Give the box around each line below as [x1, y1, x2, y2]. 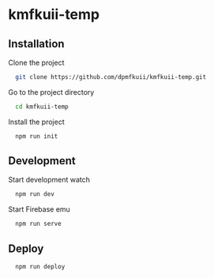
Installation [8, 37, 65, 51]
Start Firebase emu [8, 205, 71, 214]
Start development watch [8, 175, 91, 185]
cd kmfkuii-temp [15, 103, 69, 111]
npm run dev [15, 190, 55, 198]
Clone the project [8, 58, 65, 67]
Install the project [8, 117, 65, 126]
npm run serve [15, 220, 62, 228]
